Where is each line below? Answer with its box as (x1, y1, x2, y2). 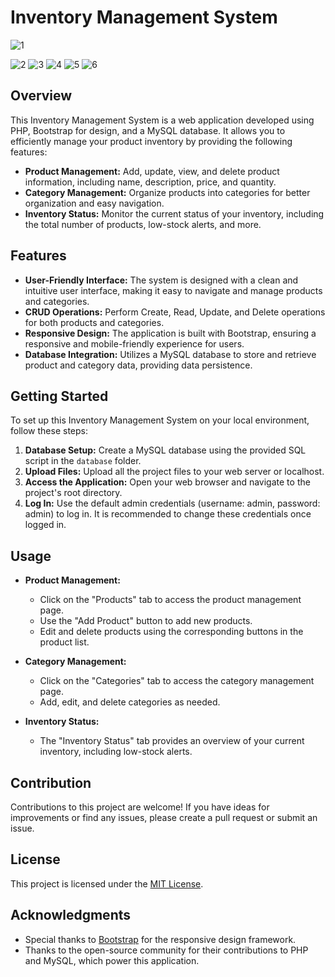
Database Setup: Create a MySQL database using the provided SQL (24, 444, 307, 456)
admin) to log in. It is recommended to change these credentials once (24, 508, 312, 520)
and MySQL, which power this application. (24, 954, 200, 966)
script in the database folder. (24, 455, 142, 467)
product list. (39, 636, 90, 648)
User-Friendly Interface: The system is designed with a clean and (24, 274, 299, 286)
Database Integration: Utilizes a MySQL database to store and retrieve (24, 348, 317, 360)
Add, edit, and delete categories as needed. (39, 696, 221, 708)
